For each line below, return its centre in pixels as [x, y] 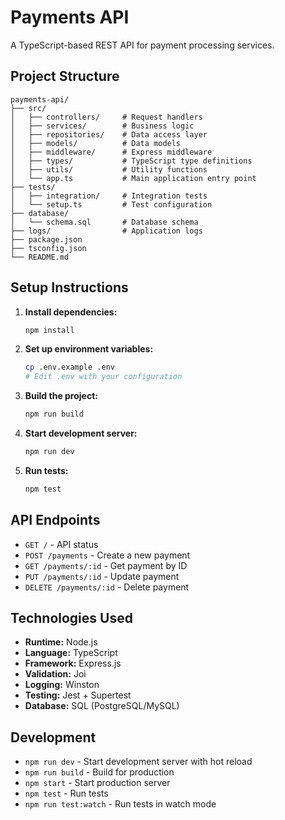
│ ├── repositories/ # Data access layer [109, 134]
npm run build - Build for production [99, 772]
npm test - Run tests [66, 793]
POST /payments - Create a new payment [107, 555]
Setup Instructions [69, 287]
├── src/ [28, 108]
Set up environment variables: [89, 349]
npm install [49, 330]
